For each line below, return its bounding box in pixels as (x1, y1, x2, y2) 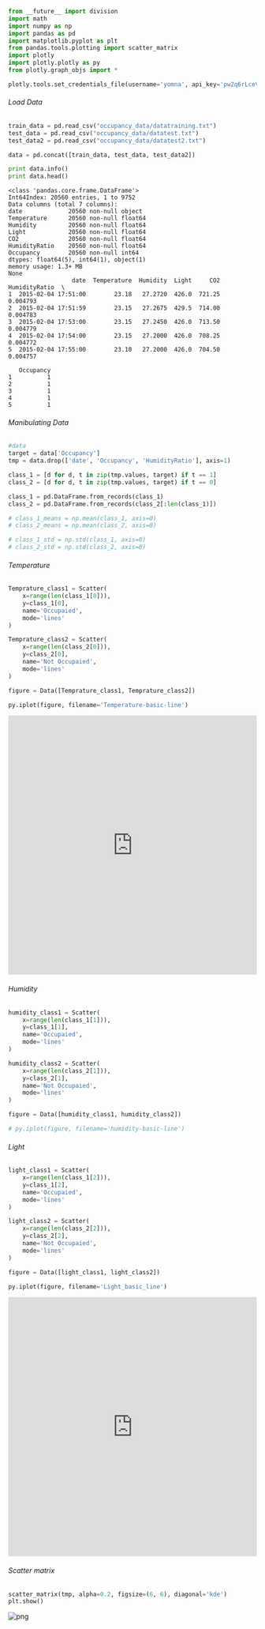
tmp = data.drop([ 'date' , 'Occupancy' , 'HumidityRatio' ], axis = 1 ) (8, 457, 231, 465)
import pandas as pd (8, 29, 77, 37)
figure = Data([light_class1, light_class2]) (8, 1268, 160, 1276)
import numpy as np (8, 22, 73, 30)
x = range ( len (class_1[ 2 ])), (22, 1174, 111, 1182)
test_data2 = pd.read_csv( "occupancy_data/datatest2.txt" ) (8, 137, 207, 145)
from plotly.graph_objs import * (8, 66, 118, 74)
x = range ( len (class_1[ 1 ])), (22, 1016, 111, 1024)
